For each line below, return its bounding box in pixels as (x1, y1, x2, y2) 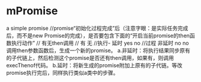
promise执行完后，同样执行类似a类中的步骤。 (6, 69, 119, 76)
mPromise (6, 4, 58, 18)
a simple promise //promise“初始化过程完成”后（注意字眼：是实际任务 (6, 24, 178, 31)
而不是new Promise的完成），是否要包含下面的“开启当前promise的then (16, 31, 190, 39)
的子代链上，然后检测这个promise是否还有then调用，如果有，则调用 (6, 54, 174, 61)
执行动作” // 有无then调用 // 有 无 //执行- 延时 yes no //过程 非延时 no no (11, 39, 189, 46)
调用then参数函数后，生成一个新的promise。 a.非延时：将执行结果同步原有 (6, 46, 191, 54)
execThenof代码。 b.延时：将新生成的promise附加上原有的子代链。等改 (6, 61, 183, 69)
